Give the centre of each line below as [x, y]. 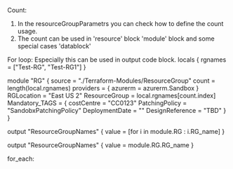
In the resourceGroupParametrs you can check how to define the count [120, 23]
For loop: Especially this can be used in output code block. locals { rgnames [117, 60]
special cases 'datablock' [54, 46]
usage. [27, 31]
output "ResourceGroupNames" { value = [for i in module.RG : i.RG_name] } [116, 131]
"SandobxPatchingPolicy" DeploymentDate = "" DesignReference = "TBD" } [117, 110]
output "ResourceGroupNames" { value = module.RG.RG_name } [101, 145]
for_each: [21, 158]
